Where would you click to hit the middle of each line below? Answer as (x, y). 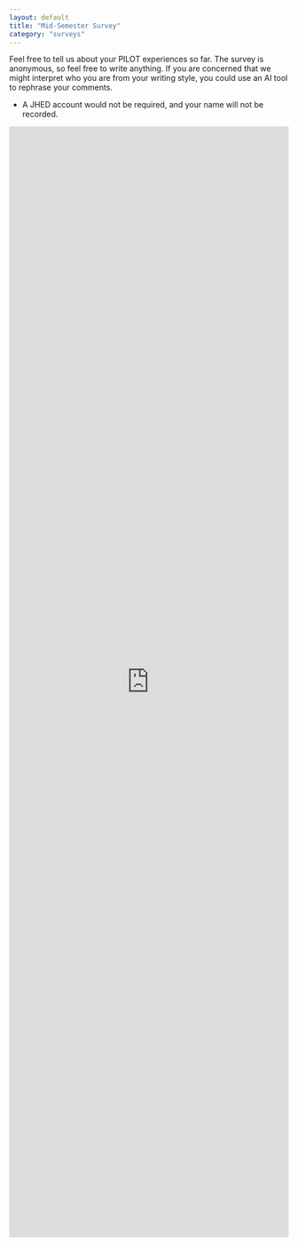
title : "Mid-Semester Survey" (65, 26)
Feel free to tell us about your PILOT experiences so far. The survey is (137, 60)
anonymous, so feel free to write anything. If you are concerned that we (140, 68)
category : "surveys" (47, 34)
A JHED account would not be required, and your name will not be (143, 105)
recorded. (40, 114)
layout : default (39, 17)
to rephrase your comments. (61, 88)
